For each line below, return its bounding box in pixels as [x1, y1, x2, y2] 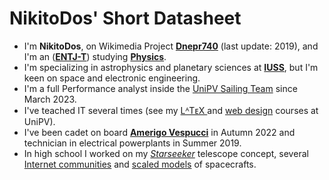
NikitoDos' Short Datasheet [9, 7, 242, 30]
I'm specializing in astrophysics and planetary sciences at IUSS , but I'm [23, 61, 319, 73]
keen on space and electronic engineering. [23, 72, 201, 84]
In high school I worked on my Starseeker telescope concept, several [23, 147, 309, 159]
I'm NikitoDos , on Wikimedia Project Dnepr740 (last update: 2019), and [23, 40, 319, 52]
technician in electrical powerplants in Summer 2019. [23, 137, 242, 149]
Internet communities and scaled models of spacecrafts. [23, 158, 257, 170]
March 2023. [23, 93, 77, 105]
